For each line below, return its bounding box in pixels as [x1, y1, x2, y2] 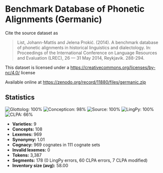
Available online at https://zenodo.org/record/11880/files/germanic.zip [5, 79, 146, 85]
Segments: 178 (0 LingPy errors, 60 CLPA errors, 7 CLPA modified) [12, 157, 148, 163]
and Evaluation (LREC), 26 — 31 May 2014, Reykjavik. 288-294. [17, 55, 145, 61]
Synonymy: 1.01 [12, 136, 45, 142]
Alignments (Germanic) [5, 14, 102, 25]
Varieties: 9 [12, 121, 37, 127]
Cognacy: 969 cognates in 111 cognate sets [12, 142, 100, 148]
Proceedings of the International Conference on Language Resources [17, 50, 158, 56]
